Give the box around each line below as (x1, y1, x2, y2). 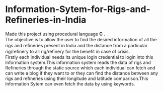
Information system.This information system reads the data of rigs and (5, 59, 151, 65)
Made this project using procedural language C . (5, 31, 106, 37)
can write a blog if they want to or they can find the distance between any (5, 70, 158, 76)
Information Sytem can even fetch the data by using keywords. (5, 80, 135, 86)
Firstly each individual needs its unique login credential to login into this (5, 54, 153, 60)
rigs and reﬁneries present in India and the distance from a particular (5, 42, 148, 48)
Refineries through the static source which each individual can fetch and (5, 64, 155, 71)
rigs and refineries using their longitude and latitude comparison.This (5, 75, 148, 81)
